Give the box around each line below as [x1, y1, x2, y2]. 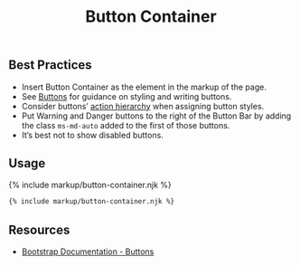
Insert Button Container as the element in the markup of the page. [21, 81, 267, 92]
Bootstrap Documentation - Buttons [21, 246, 155, 257]
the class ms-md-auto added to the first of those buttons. [21, 119, 230, 130]
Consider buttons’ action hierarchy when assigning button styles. [21, 100, 265, 111]
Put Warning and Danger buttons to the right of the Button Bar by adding [21, 110, 292, 121]
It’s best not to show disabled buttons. [21, 129, 164, 140]
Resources [8, 222, 70, 237]
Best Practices [8, 57, 92, 73]
